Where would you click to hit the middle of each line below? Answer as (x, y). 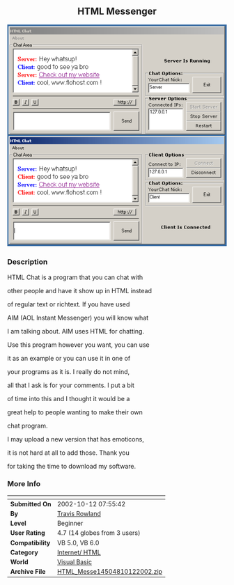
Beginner (70, 523)
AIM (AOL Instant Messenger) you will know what (78, 318)
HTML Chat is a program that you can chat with (75, 277)
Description (28, 262)
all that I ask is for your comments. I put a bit (71, 385)
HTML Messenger (117, 11)
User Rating (28, 533)
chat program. (28, 426)
